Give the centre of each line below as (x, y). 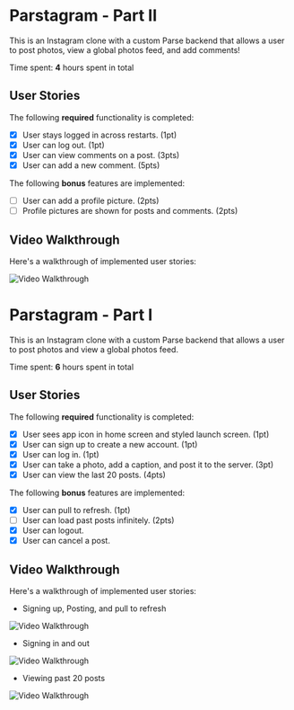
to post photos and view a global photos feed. (94, 349)
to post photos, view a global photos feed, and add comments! (125, 49)
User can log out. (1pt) (63, 145)
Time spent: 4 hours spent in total (72, 67)
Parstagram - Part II (83, 16)
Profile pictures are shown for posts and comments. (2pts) (130, 211)
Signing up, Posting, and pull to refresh (94, 608)
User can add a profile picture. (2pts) (91, 200)
